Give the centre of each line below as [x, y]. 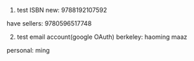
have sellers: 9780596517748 [49, 23]
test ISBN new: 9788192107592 [62, 10]
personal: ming [28, 50]
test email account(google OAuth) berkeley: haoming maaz [102, 37]
